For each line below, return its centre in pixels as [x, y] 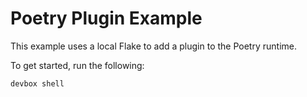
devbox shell [37, 83]
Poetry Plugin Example [106, 18]
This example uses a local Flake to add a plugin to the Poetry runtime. [153, 46]
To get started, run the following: [77, 65]
